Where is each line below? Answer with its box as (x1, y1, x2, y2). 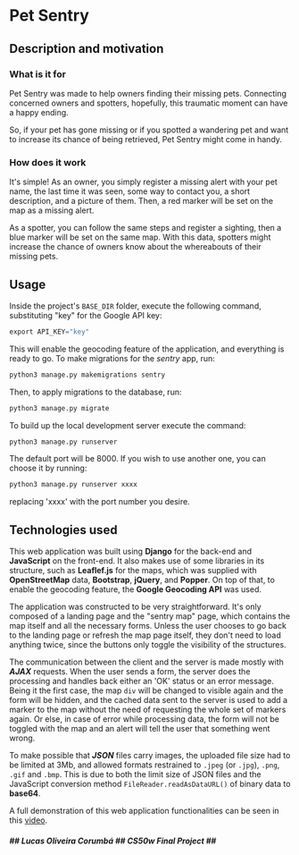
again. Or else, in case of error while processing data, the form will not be (9, 714, 279, 724)
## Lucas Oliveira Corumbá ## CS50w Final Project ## (9, 835, 217, 846)
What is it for (9, 68, 67, 80)
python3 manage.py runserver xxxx (9, 480, 138, 489)
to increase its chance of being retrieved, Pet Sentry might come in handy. (9, 133, 283, 144)
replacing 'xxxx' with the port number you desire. (9, 496, 190, 507)
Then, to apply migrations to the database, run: (9, 386, 182, 397)
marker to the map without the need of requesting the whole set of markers (9, 704, 287, 715)
